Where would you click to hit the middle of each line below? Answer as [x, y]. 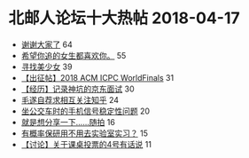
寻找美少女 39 [47, 67]
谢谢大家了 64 [47, 44]
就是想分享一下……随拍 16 [68, 122]
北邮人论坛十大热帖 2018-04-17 [124, 18]
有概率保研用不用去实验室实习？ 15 [84, 133]
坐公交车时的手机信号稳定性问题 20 [86, 111]
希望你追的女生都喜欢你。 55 [74, 55]
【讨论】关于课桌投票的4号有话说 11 [86, 144]
